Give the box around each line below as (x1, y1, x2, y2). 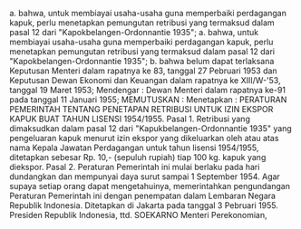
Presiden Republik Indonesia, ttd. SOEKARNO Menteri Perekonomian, (9, 210, 267, 220)
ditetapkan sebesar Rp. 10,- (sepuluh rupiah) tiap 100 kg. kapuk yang (9, 152, 267, 162)
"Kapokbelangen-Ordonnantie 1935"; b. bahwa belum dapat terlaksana (9, 56, 275, 66)
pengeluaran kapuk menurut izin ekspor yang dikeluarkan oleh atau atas (9, 133, 279, 143)
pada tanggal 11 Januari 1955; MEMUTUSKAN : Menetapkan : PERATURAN (9, 94, 287, 105)
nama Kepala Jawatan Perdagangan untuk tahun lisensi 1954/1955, (9, 142, 259, 153)
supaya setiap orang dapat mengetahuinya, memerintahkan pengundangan (9, 181, 290, 191)
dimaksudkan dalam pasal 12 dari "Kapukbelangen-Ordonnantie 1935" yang (9, 123, 292, 134)
